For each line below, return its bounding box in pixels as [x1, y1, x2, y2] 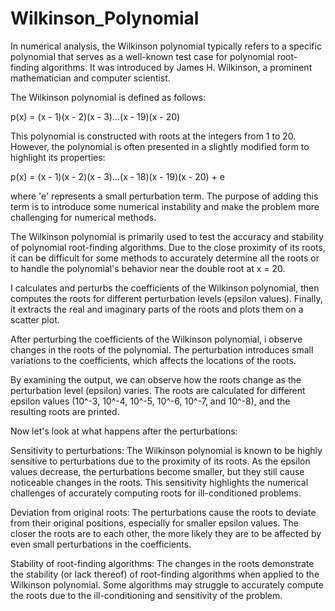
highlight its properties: [10, 151, 106, 163]
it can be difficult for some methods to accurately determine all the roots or [10, 252, 320, 264]
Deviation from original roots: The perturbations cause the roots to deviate [10, 506, 317, 518]
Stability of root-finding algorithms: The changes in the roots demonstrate [10, 557, 315, 569]
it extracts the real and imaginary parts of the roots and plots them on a [10, 303, 304, 315]
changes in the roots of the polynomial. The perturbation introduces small [10, 343, 314, 356]
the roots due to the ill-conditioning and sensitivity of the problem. [10, 589, 283, 601]
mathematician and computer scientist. [10, 72, 171, 84]
